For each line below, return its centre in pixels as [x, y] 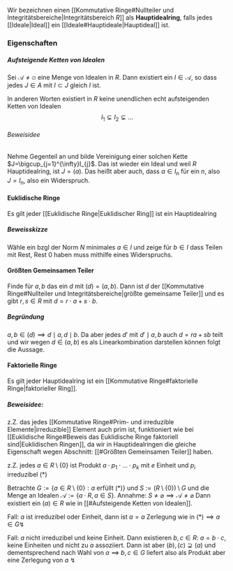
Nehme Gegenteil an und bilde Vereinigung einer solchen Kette [98, 156]
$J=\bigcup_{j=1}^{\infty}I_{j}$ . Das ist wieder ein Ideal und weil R [102, 164]
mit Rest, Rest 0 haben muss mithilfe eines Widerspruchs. [90, 254]
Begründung [26, 317]
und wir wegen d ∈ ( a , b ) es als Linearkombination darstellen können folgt [114, 342]
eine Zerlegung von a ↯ [42, 560]
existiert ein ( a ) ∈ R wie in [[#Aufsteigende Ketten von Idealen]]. [100, 503]
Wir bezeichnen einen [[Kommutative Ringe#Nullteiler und [91, 10]
